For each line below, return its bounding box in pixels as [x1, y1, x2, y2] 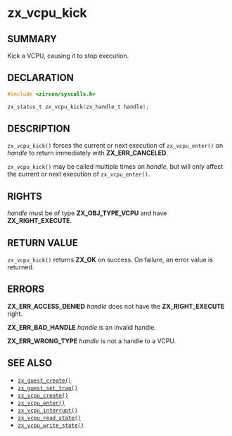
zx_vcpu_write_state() [17, 422, 84, 429]
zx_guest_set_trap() [17, 385, 78, 392]
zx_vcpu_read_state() [17, 414, 81, 421]
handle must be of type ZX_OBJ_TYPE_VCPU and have [7, 209, 167, 217]
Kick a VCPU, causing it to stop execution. [7, 51, 129, 60]
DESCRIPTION [7, 122, 70, 134]
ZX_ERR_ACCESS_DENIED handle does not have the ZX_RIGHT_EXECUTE [7, 302, 225, 310]
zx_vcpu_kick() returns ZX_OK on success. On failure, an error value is [7, 255, 213, 264]
